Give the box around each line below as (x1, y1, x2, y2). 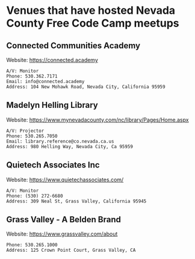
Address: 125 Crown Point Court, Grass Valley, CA (6, 248, 136, 254)
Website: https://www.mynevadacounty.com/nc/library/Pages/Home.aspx (6, 116, 189, 123)
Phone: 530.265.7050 (6, 133, 58, 139)
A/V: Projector (6, 128, 45, 134)
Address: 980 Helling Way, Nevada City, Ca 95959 (6, 143, 134, 149)
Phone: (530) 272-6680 (6, 193, 63, 199)
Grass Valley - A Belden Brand (6, 214, 122, 225)
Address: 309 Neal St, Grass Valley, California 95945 (6, 198, 147, 204)
